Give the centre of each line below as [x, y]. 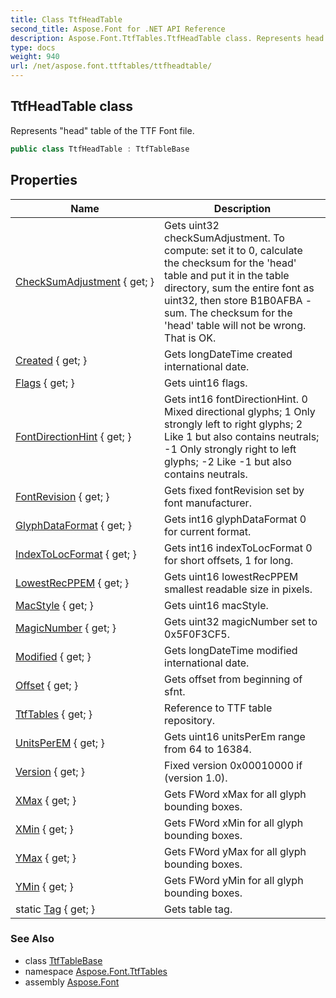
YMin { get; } [44, 886]
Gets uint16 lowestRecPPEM [231, 576]
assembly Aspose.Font [72, 982]
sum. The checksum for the [228, 313]
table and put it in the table [227, 275]
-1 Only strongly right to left [230, 449]
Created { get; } [51, 360]
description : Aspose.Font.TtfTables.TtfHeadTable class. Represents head [167, 38]
